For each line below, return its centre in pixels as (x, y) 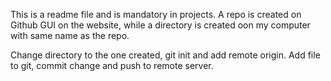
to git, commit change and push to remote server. (112, 65)
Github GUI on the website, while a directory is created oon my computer (160, 25)
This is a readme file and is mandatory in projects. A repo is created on (156, 14)
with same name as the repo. (70, 35)
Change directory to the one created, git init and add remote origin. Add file (165, 55)
